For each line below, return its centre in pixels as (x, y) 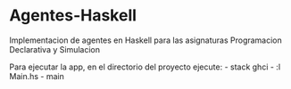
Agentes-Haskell (73, 16)
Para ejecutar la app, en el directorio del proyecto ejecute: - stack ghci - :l (145, 67)
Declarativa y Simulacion (55, 49)
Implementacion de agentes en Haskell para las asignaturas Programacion (146, 40)
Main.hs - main (37, 76)
